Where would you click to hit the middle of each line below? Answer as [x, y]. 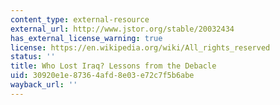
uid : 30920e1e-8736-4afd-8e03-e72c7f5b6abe [102, 76]
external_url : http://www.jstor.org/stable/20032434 [122, 29]
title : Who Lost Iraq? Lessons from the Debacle [113, 66]
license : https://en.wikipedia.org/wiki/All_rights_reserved [140, 47]
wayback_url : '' [44, 85]
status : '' [33, 57]
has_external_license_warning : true [86, 38]
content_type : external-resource [80, 19]
